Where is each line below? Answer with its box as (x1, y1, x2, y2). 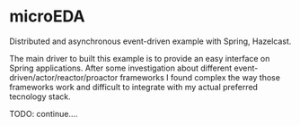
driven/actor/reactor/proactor (9, 71, 119, 82)
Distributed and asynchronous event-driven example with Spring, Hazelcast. (9, 36, 292, 46)
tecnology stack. (9, 91, 72, 102)
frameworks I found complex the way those (119, 71, 281, 82)
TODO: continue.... (9, 108, 78, 119)
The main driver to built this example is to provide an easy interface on (9, 53, 270, 63)
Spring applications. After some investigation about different (9, 63, 233, 73)
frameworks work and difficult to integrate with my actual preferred (9, 81, 259, 92)
